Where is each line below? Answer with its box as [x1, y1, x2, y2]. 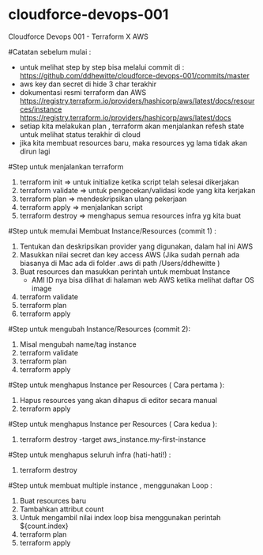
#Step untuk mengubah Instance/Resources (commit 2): [8, 324, 191, 333]
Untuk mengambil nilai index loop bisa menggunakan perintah [19, 512, 221, 522]
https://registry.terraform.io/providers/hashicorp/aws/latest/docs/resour [19, 96, 255, 105]
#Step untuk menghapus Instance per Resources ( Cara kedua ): [8, 419, 217, 428]
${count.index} [19, 521, 69, 530]
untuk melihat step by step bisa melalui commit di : [19, 62, 185, 72]
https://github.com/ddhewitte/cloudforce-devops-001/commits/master [19, 70, 250, 80]
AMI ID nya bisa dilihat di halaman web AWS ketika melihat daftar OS [31, 275, 255, 284]
